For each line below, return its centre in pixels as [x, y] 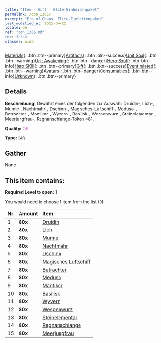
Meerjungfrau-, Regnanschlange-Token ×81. [50, 119]
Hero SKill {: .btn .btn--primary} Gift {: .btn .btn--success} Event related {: [85, 66]
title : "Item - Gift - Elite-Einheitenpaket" [52, 10]
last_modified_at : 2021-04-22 [36, 23]
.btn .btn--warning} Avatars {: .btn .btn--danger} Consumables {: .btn [72, 71]
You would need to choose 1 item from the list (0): [55, 202]
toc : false [16, 37]
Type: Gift [15, 138]
